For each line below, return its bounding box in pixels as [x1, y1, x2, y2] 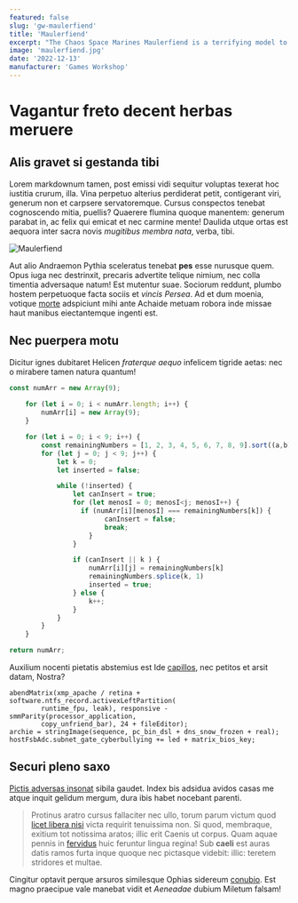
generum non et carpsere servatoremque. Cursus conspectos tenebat [9, 197, 266, 208]
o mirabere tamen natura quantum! [9, 366, 137, 377]
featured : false [9, 12, 69, 22]
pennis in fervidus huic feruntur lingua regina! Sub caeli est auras [30, 837, 271, 849]
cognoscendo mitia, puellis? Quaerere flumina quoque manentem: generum [9, 206, 286, 218]
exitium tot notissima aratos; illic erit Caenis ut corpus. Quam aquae [30, 828, 278, 839]
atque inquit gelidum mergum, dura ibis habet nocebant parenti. [9, 792, 242, 803]
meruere [9, 120, 74, 140]
